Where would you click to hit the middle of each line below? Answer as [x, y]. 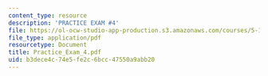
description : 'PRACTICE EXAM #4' [64, 23]
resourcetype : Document [48, 45]
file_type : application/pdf [55, 38]
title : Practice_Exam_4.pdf [55, 52]
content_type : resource [48, 15]
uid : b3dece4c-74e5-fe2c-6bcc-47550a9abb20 [82, 60]
